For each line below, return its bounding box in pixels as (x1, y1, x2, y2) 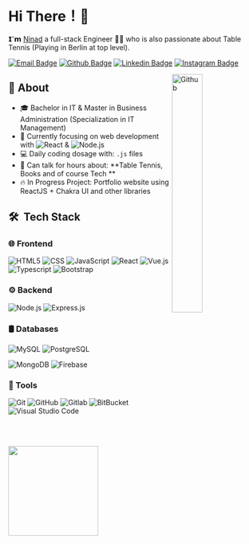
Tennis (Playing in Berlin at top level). (8, 42, 130, 52)
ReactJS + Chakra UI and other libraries (19, 186, 151, 195)
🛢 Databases (8, 323, 59, 334)
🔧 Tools (8, 380, 38, 391)
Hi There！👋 (8, 7, 89, 26)
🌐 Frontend (8, 238, 53, 250)
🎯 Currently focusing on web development (19, 131, 160, 140)
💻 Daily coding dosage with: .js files (19, 148, 144, 158)
